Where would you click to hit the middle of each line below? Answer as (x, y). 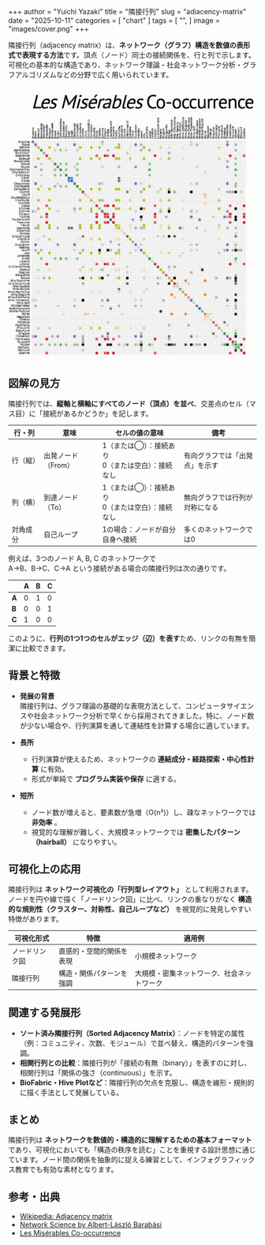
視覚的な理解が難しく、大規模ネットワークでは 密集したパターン (136, 832)
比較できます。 (46, 648)
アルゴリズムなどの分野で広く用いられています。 (94, 75)
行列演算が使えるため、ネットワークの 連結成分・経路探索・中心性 (140, 759)
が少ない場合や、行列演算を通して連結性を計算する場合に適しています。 (136, 725)
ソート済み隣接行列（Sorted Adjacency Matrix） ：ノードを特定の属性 (132, 1033)
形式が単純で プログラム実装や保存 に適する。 (106, 779)
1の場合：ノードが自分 (139, 529)
